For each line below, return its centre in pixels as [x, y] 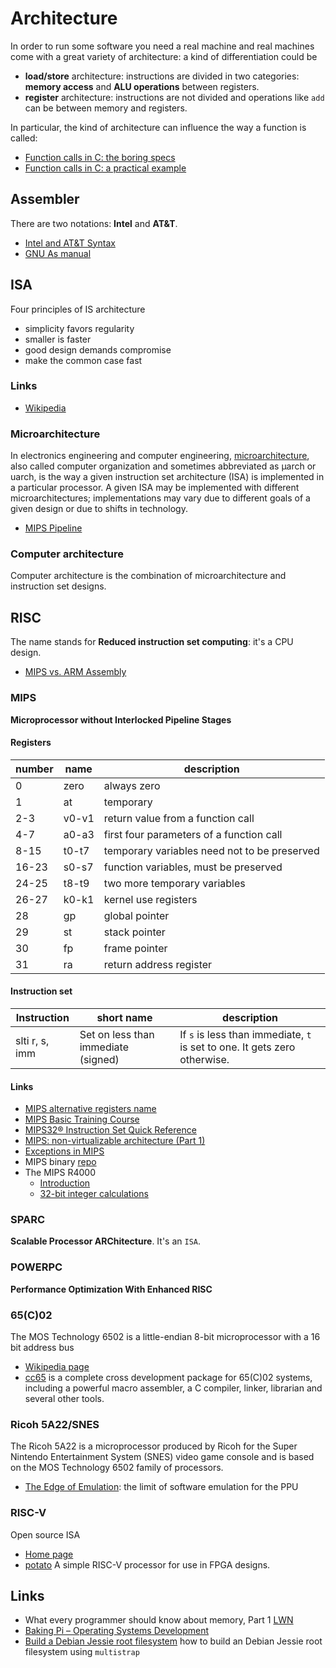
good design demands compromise [98, 349]
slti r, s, [32, 1040]
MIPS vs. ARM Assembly [75, 672]
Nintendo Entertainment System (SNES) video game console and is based [162, 1457]
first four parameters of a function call [193, 834]
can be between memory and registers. [106, 108]
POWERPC [36, 1267]
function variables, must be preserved [193, 867]
